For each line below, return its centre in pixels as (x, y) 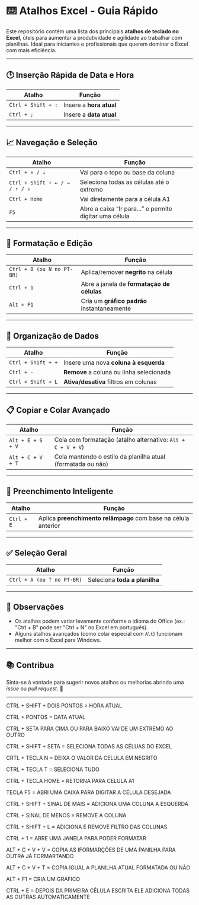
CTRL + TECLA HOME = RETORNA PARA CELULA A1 (70, 781)
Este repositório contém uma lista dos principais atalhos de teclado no (93, 31)
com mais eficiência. (31, 50)
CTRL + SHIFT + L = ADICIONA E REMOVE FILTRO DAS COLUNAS (87, 827)
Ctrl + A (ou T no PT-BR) (46, 579)
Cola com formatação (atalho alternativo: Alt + (120, 440)
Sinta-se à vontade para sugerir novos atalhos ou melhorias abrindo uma (95, 683)
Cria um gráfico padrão (114, 301)
